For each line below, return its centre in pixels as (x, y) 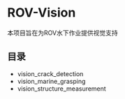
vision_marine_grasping (51, 81)
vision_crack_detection (50, 73)
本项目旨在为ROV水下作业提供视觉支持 (62, 33)
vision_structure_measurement (61, 89)
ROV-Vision (42, 13)
